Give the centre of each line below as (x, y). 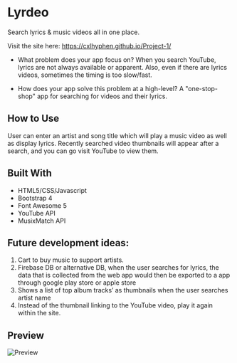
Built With (30, 173)
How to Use (33, 119)
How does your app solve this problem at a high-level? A (100, 88)
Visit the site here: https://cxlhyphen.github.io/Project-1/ (89, 46)
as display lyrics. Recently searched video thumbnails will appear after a (113, 143)
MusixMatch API (42, 221)
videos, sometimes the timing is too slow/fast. (85, 75)
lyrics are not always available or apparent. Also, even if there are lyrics (122, 67)
